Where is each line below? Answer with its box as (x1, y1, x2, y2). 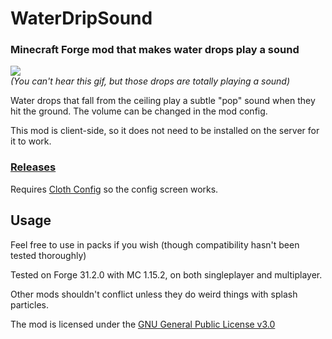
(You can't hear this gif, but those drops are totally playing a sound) (10, 75, 291, 87)
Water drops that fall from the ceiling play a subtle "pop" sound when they (10, 95, 316, 107)
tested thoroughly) (10, 249, 87, 261)
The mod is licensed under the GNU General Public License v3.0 (10, 318, 276, 330)
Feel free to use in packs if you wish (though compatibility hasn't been (10, 238, 300, 251)
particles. (10, 298, 50, 311)
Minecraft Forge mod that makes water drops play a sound (10, 43, 300, 57)
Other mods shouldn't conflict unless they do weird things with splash (10, 288, 298, 300)
